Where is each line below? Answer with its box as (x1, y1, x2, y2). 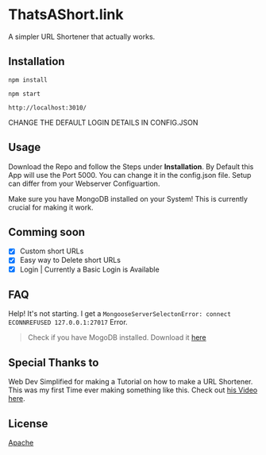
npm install (8, 75, 48, 84)
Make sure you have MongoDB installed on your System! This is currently (8, 194, 249, 203)
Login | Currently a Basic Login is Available (19, 264, 160, 274)
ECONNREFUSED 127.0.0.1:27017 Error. (8, 318, 129, 327)
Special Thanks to (8, 356, 99, 369)
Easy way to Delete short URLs (19, 256, 121, 265)
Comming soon (8, 225, 86, 239)
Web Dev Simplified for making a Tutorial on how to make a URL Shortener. (8, 377, 253, 387)
